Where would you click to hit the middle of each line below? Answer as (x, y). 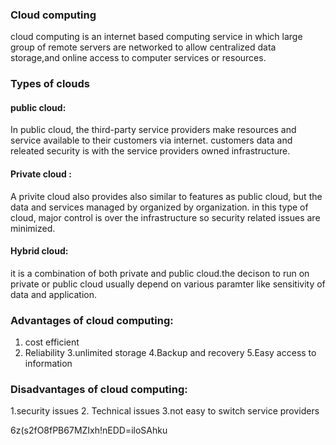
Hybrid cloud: (39, 251)
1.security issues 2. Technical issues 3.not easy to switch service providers (165, 411)
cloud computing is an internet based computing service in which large (156, 37)
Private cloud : (41, 174)
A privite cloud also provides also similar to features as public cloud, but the (166, 196)
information (48, 364)
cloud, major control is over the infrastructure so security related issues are (165, 217)
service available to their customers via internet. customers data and (151, 140)
